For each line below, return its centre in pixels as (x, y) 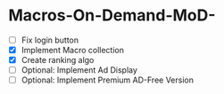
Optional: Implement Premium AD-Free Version (107, 80)
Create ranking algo (58, 60)
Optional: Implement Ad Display (79, 70)
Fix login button (50, 40)
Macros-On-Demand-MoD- (112, 16)
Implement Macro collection (72, 50)
